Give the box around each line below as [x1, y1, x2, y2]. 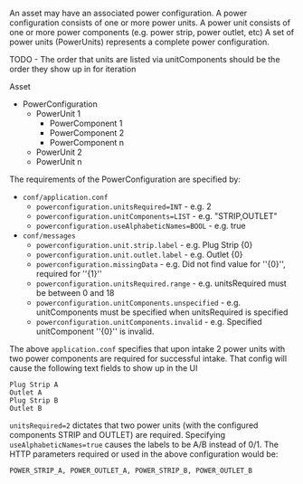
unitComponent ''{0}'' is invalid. [35, 326, 155, 337]
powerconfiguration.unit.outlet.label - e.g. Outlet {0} [35, 249, 243, 260]
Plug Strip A [9, 380, 59, 389]
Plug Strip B [9, 396, 59, 405]
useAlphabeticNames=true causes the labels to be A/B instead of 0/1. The [9, 439, 279, 450]
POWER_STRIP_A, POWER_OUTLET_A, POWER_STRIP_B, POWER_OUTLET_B [9, 466, 253, 475]
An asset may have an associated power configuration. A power [9, 8, 248, 18]
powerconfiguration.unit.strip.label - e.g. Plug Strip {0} [35, 240, 253, 250]
